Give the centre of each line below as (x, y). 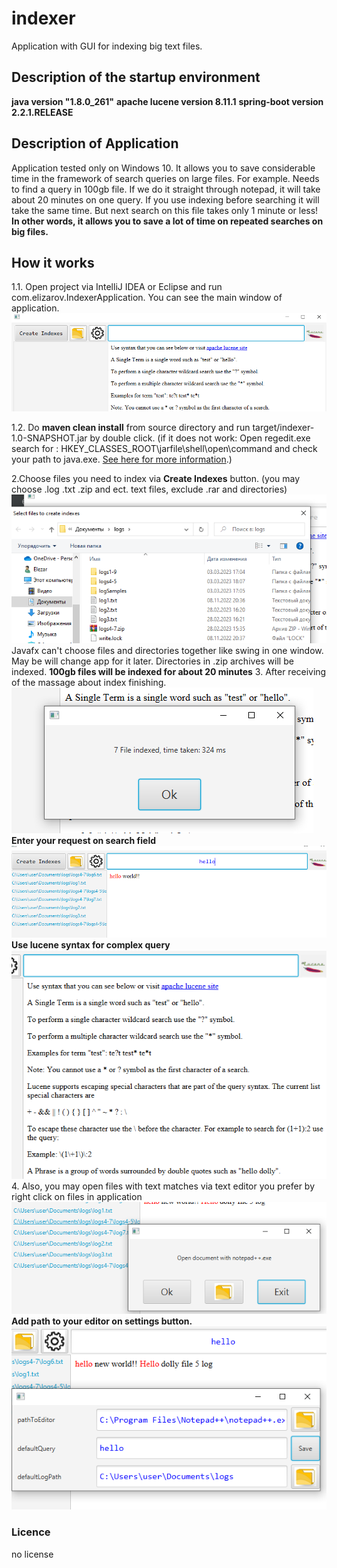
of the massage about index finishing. (89, 682)
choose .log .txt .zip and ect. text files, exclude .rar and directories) (149, 489)
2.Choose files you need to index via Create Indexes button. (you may (156, 478)
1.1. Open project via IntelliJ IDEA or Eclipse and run (117, 287)
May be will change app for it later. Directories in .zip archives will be (152, 661)
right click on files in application (77, 1196)
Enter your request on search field (84, 840)
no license (32, 1554)
